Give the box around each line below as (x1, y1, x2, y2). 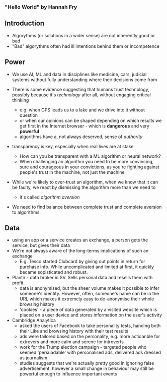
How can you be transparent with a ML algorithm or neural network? (19, 153, 161, 159)
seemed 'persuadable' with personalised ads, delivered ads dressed (19, 349, 161, 356)
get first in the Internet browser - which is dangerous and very (19, 122, 149, 129)
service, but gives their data (12, 242, 70, 248)
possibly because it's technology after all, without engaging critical (12, 92, 151, 98)
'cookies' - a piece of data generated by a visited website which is (19, 306, 157, 313)
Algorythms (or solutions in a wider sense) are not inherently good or (12, 32, 155, 38)
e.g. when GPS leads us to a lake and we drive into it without (19, 107, 145, 113)
